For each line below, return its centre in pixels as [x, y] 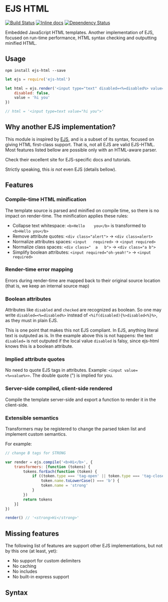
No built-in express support [41, 577]
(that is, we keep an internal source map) [47, 286]
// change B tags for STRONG [35, 453]
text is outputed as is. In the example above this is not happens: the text [79, 336]
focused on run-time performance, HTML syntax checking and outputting [81, 38]
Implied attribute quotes [35, 359]
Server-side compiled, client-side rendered [59, 388]
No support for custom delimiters [46, 561]
